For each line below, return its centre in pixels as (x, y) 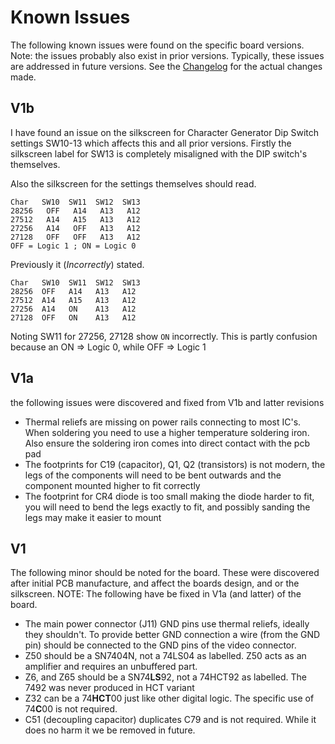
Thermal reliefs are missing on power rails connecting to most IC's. (163, 422)
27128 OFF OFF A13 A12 (75, 237)
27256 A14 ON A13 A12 (73, 309)
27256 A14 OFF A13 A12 (75, 228)
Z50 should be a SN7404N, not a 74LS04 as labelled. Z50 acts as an (165, 656)
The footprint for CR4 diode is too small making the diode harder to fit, (169, 496)
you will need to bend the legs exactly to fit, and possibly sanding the (167, 507)
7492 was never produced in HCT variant (109, 688)
